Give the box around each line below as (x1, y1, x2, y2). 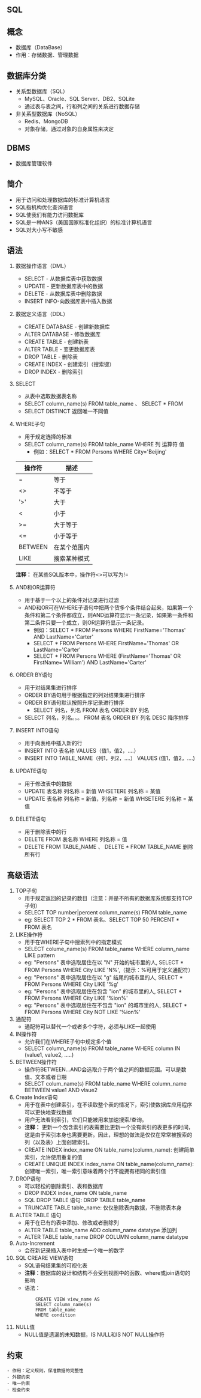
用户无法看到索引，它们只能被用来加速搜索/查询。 (24, 1116, 147, 1123)
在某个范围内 (53, 543, 90, 552)
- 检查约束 (7, 1387, 31, 1393)
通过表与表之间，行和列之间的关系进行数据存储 (24, 103, 140, 110)
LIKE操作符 (15, 931, 43, 938)
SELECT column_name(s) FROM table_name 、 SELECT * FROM (24, 400, 184, 407)
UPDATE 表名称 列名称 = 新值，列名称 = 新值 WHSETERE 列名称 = (24, 795, 187, 803)
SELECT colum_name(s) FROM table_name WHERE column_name (24, 1080, 187, 1087)
